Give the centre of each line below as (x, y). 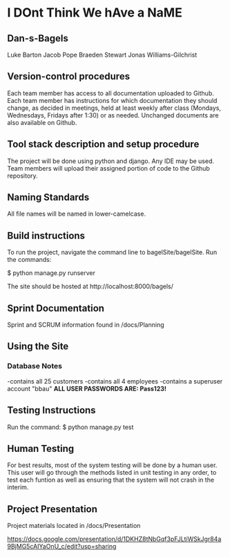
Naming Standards (48, 197)
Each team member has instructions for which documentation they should (112, 100)
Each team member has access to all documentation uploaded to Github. (111, 93)
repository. (22, 176)
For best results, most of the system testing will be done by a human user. (112, 465)
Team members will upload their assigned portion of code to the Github (109, 168)
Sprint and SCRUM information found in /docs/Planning (86, 325)
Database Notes (35, 366)
